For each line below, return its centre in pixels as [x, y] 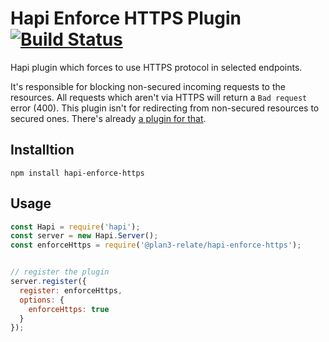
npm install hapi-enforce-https [77, 173]
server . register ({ [48, 282]
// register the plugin [60, 272]
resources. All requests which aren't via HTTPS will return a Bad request [159, 97]
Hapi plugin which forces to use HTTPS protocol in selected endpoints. [156, 67]
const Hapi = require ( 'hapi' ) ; [75, 227]
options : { [42, 300]
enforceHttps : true [69, 309]
